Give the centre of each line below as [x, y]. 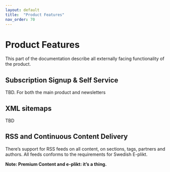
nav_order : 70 [20, 19]
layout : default [22, 10]
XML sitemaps [28, 108]
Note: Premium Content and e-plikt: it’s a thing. [56, 164]
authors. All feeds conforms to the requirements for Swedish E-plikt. [76, 154]
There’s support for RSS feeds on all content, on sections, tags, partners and [85, 149]
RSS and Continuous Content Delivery [66, 137]
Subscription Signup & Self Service [62, 80]
